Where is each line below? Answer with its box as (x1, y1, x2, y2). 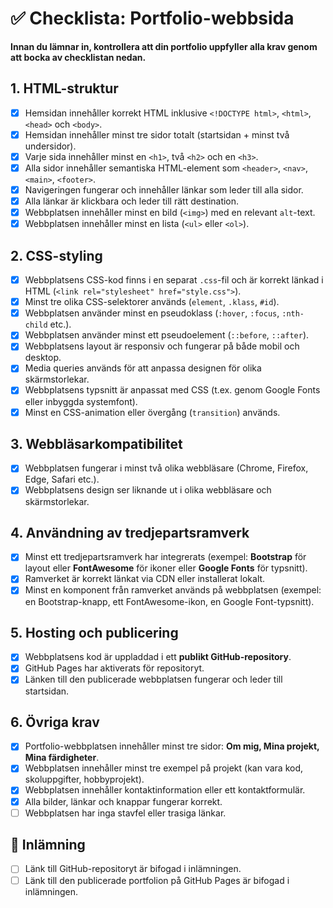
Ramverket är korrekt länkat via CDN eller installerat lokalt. (24, 573, 266, 585)
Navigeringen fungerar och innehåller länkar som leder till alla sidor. (24, 184, 304, 196)
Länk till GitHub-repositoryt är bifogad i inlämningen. (24, 863, 242, 875)
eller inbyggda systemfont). (24, 395, 138, 407)
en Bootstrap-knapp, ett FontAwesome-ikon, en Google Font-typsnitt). (24, 595, 315, 607)
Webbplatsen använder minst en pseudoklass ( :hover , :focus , (24, 307, 280, 319)
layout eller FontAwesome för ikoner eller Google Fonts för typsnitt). (24, 562, 308, 574)
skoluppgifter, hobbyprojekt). (24, 773, 145, 786)
